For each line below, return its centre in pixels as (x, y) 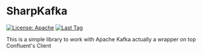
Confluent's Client (29, 46)
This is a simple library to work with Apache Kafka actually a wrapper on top (101, 39)
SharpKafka (37, 11)
